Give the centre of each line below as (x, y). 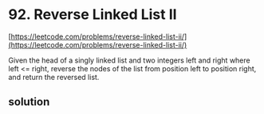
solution (29, 102)
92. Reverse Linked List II (93, 15)
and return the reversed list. (54, 77)
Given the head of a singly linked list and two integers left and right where (129, 60)
